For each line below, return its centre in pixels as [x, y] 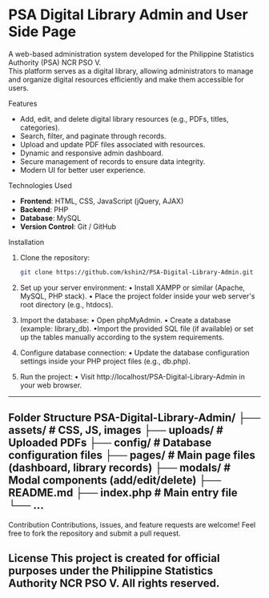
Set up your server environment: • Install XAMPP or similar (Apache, [132, 287]
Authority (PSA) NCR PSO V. [55, 62]
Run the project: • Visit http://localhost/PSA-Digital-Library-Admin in [132, 376]
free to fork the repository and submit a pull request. [95, 533]
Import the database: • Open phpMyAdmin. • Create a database [125, 320]
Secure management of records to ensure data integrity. [112, 161]
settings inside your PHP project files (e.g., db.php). [105, 361]
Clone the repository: [55, 257]
